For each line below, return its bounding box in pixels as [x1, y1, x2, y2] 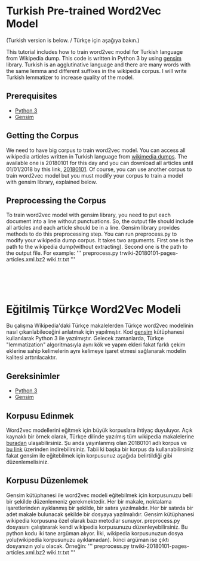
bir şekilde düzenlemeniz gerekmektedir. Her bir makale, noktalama [6, 498, 172, 505]
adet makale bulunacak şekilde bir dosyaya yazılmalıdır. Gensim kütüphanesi [6, 510, 195, 518]
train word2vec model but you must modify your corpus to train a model [6, 172, 183, 179]
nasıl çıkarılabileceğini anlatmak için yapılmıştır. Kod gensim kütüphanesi [6, 328, 184, 336]
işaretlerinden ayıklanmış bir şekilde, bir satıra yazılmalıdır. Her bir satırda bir [6, 504, 193, 511]
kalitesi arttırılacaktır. [6, 354, 57, 361]
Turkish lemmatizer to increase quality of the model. [6, 74, 134, 81]
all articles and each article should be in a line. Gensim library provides [6, 224, 180, 231]
